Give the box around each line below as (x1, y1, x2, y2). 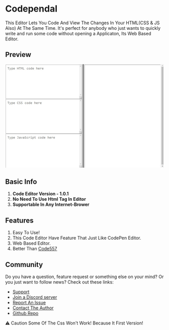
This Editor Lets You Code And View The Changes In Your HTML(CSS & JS (5, 20, 160, 26)
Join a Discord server (12, 294, 57, 300)
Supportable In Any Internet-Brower (12, 201, 90, 207)
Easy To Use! (12, 230, 40, 236)
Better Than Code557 (12, 246, 57, 252)
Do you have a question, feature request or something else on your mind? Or (5, 273, 164, 280)
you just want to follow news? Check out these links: (5, 279, 114, 285)
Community (5, 260, 43, 269)
